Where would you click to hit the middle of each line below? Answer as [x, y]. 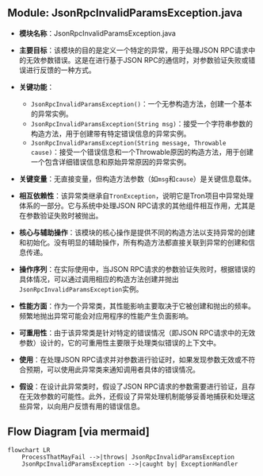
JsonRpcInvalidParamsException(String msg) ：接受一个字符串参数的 [142, 123]
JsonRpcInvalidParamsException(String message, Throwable [128, 143]
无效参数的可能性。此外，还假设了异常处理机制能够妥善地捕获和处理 [137, 396]
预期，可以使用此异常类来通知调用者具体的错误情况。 [112, 370]
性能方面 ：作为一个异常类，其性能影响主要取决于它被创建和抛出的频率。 [137, 306]
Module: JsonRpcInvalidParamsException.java [125, 13]
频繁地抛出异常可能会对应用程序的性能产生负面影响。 [106, 315]
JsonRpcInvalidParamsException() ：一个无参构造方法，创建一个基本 [141, 103]
